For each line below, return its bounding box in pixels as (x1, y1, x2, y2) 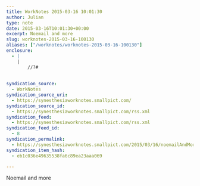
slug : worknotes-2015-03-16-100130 (6, 36, 95, 42)
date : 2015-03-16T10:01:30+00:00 (6, 25, 89, 32)
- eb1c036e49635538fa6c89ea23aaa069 (11, 153, 102, 159)
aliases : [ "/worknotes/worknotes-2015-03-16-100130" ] (6, 42, 143, 48)
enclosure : (6, 48, 33, 54)
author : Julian (6, 14, 44, 20)
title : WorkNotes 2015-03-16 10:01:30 (6, 8, 102, 15)
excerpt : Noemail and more (6, 31, 73, 37)
